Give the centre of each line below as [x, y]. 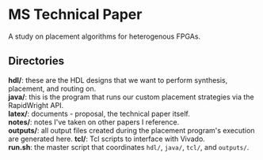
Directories [36, 61]
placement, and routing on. [52, 88]
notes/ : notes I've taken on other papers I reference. [94, 122]
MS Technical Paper [75, 15]
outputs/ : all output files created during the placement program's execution [131, 130]
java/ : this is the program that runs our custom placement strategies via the [131, 97]
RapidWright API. [36, 105]
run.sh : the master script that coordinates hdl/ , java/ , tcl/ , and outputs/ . [129, 147]
